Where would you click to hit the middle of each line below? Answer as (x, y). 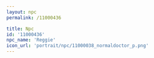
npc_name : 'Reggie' (31, 40)
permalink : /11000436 (34, 18)
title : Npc (20, 29)
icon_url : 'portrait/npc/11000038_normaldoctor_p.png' (78, 46)
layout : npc (21, 12)
